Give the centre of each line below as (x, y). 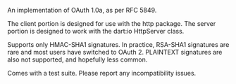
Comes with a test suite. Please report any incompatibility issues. (102, 73)
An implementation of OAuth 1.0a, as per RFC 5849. (82, 10)
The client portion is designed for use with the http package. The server (112, 23)
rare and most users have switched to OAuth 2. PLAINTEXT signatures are (115, 52)
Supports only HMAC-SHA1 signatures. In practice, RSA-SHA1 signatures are (118, 44)
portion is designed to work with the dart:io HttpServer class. (96, 31)
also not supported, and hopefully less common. (77, 59)
